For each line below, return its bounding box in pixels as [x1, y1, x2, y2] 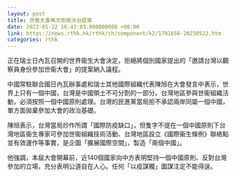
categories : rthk [7, 36, 58, 43]
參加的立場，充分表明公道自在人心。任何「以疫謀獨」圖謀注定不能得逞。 [7, 162, 216, 171]
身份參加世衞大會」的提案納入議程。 [19, 65, 124, 73]
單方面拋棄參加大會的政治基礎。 [7, 106, 100, 115]
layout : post [7, 10, 46, 17]
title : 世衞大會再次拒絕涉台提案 [7, 17, 93, 24]
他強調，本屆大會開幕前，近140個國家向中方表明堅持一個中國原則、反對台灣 [7, 153, 227, 162]
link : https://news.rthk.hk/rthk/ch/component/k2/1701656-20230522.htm [7, 29, 221, 37]
